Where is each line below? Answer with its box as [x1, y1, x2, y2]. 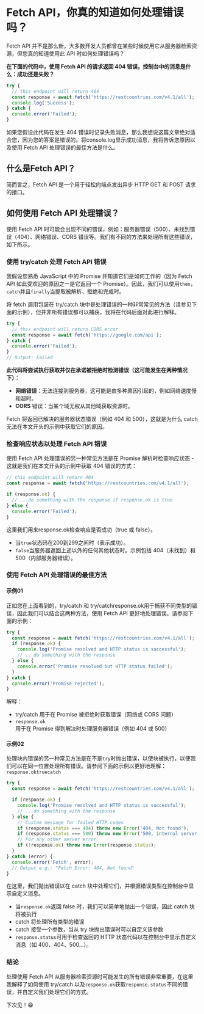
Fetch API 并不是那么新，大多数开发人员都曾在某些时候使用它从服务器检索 [6, 42, 192, 49]
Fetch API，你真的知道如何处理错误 [6, 5, 184, 20]
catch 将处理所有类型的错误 [15, 918, 85, 925]
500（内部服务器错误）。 [15, 554, 76, 561]
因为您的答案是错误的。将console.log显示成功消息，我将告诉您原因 [22, 136, 191, 144]
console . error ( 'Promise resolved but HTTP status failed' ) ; [17, 663, 173, 669]
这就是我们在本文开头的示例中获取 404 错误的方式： [6, 462, 137, 470]
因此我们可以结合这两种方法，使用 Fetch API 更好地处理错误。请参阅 [16, 609, 188, 617]
